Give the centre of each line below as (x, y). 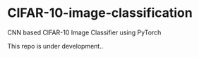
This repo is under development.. (55, 46)
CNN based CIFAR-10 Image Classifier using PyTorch (84, 32)
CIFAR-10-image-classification (100, 13)
